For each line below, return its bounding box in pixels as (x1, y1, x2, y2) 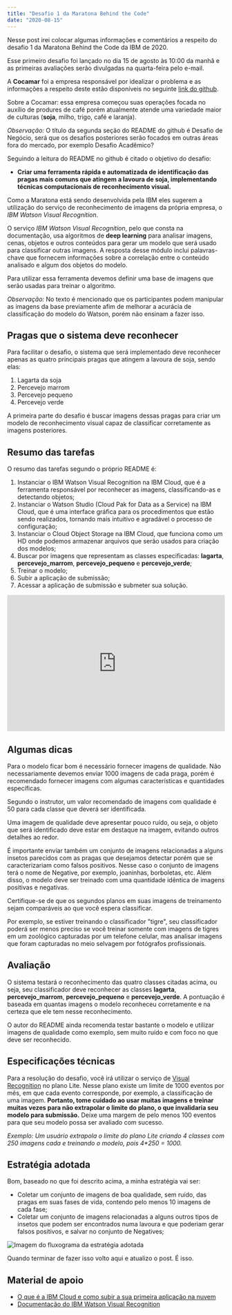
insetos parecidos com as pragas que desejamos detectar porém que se (7, 853, 213, 862)
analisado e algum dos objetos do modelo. (7, 260, 128, 269)
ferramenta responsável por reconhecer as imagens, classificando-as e (17, 485, 221, 494)
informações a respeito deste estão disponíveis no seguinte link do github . (7, 84, 219, 93)
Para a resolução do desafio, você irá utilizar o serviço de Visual (7, 1074, 190, 1082)
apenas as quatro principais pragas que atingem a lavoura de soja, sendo (7, 355, 216, 364)
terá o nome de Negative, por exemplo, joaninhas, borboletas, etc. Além (7, 868, 212, 877)
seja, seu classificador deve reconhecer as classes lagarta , (7, 985, 177, 994)
